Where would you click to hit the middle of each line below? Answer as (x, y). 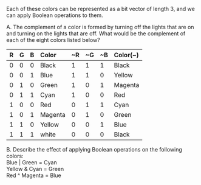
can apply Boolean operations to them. (55, 15)
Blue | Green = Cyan (32, 162)
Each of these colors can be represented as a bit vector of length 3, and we (101, 9)
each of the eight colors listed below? (53, 40)
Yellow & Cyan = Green (35, 169)
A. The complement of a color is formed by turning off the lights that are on (100, 27)
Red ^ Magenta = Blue (34, 175)
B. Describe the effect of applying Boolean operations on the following (94, 149)
